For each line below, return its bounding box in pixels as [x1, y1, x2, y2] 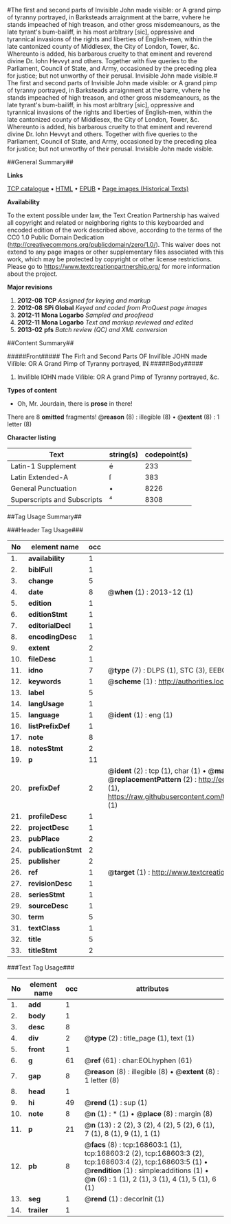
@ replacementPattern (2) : [107, 775, 197, 784]
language [28, 710, 60, 719]
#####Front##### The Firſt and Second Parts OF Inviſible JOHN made [7, 352, 208, 360]
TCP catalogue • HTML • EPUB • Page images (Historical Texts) [7, 185, 189, 193]
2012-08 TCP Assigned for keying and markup [16, 296, 151, 305]
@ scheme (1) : [107, 677, 157, 686]
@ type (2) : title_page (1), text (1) [85, 1034, 195, 1042]
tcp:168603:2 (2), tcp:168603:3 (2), [85, 1148, 204, 1158]
